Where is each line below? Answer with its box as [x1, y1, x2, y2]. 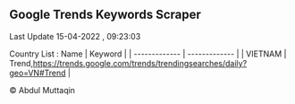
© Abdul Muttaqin [9, 84, 76, 95]
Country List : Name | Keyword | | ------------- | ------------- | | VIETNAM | [9, 48, 287, 59]
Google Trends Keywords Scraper [9, 7, 201, 22]
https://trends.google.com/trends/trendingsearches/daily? [32, 57, 248, 68]
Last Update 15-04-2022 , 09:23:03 [9, 30, 141, 41]
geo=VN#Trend [9, 67, 66, 78]
